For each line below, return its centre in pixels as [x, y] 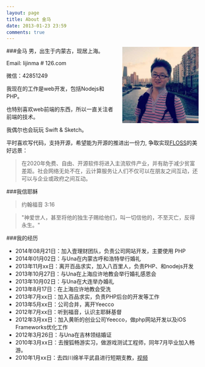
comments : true [26, 32]
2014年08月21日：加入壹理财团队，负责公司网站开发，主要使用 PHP [100, 251]
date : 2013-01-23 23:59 [37, 26]
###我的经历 [22, 238]
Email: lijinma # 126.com [37, 63]
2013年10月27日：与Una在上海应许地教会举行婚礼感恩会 [86, 274]
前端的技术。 [22, 117]
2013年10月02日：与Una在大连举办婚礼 [64, 282]
